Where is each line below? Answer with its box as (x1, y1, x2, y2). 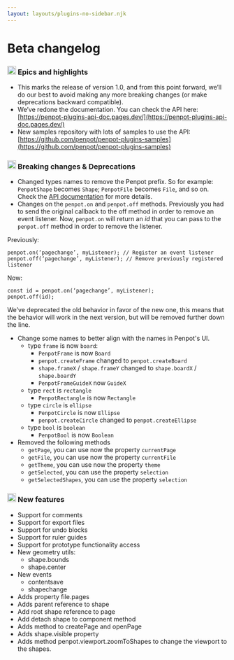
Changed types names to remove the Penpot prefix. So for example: (17, 178, 214, 186)
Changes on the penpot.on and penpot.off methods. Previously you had (17, 200, 224, 209)
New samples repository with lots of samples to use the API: (17, 127, 191, 136)
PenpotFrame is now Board (38, 349, 111, 358)
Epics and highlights (17, 67, 89, 77)
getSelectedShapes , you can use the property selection (27, 475, 187, 484)
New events (17, 570, 52, 578)
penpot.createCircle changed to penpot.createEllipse (38, 416, 197, 424)
